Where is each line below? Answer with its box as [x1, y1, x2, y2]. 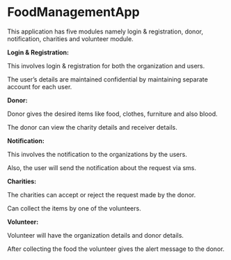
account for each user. [7, 82, 72, 91]
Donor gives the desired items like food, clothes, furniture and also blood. [7, 109, 218, 118]
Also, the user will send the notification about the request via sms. [7, 163, 197, 171]
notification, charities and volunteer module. [7, 34, 134, 43]
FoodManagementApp [7, 4, 141, 20]
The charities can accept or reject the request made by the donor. [7, 190, 196, 199]
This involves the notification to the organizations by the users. [7, 150, 188, 158]
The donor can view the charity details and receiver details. [7, 123, 177, 131]
